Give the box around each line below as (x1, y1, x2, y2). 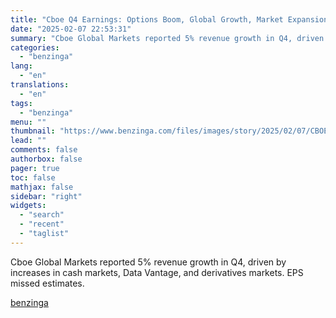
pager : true (10, 163, 60, 173)
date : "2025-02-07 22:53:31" (10, 24, 132, 34)
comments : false (10, 145, 78, 155)
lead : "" (10, 136, 47, 146)
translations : (10, 80, 70, 90)
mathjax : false (10, 182, 74, 192)
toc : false (10, 172, 56, 183)
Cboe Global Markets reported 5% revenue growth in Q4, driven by (10, 256, 287, 268)
